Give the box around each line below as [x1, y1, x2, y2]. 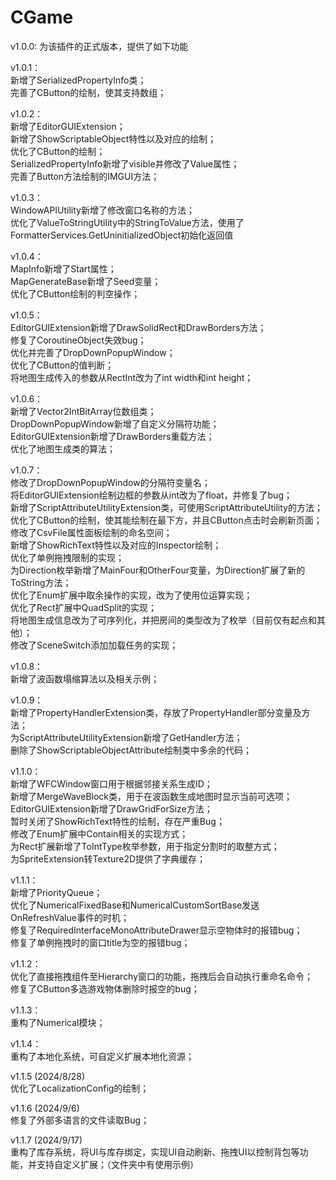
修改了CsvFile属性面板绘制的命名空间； [10, 526, 173, 538]
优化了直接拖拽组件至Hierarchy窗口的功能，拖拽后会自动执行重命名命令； [10, 970, 314, 982]
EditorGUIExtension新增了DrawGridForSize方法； [10, 802, 213, 815]
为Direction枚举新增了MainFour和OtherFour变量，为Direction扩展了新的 [10, 564, 306, 576]
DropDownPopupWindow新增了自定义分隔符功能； [10, 417, 220, 430]
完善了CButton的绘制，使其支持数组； [10, 86, 167, 98]
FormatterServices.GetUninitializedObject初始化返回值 [10, 229, 234, 241]
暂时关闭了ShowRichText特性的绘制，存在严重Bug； [10, 815, 225, 827]
